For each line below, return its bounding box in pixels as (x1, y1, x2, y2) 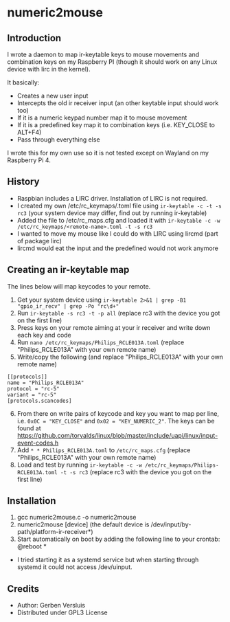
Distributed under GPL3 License (16, 608, 108, 617)
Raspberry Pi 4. (7, 156, 51, 164)
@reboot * (16, 542, 47, 551)
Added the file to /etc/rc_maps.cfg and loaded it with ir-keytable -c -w (16, 216, 220, 224)
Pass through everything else (16, 135, 101, 144)
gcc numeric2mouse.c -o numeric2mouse (16, 513, 137, 522)
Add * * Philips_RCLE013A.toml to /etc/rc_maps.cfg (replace (16, 445, 191, 454)
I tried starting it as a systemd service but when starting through (16, 555, 199, 564)
